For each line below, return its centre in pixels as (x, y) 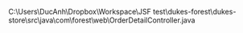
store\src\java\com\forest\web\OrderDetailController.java (102, 20)
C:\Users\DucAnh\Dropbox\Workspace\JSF (80, 12)
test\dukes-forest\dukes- (194, 12)
